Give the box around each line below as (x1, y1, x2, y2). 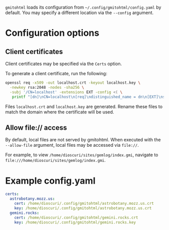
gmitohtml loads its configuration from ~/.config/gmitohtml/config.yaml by (5, 5, 161, 10)
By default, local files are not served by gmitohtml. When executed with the (5, 137, 161, 143)
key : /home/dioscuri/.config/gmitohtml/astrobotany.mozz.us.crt (14, 205, 152, 211)
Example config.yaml (5, 175, 96, 186)
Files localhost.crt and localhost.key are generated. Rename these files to (5, 103, 162, 109)
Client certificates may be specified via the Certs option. (5, 61, 122, 67)
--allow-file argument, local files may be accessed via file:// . (5, 142, 139, 148)
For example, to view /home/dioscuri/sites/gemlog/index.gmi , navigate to (5, 152, 158, 158)
